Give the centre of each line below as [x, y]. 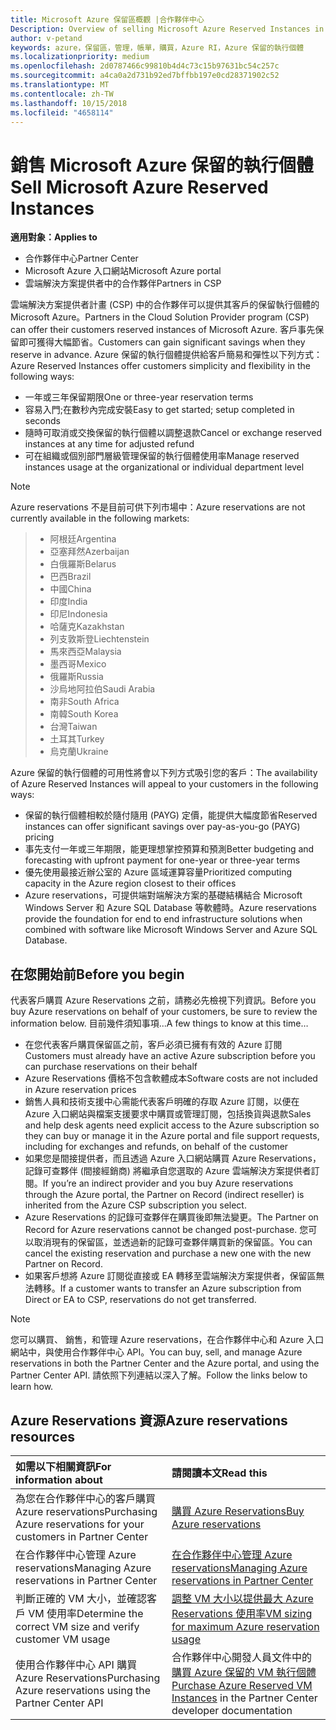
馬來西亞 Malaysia [85, 652]
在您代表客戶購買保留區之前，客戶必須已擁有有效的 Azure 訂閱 [153, 1045]
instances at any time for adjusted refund [109, 444]
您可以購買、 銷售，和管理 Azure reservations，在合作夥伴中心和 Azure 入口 [167, 1340]
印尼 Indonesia [78, 614]
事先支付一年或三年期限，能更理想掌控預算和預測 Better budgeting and [169, 849]
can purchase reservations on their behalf [111, 1067]
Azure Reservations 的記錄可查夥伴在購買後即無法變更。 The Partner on [171, 1217]
